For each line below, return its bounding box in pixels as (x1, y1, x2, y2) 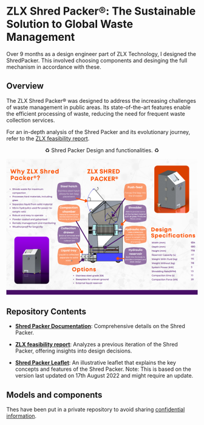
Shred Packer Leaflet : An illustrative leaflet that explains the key (15, 359, 176, 367)
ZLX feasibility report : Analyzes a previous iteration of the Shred (15, 341, 178, 348)
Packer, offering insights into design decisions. (15, 347, 132, 354)
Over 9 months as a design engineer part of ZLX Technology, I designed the (6, 50, 196, 57)
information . (6, 412, 37, 420)
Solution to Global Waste (6, 17, 134, 31)
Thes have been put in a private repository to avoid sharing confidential (6, 406, 185, 413)
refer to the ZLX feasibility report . (6, 135, 90, 142)
